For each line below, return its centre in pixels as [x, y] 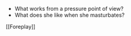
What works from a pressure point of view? [69, 9]
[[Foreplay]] [21, 27]
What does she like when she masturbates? [69, 15]
